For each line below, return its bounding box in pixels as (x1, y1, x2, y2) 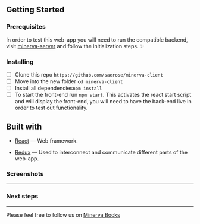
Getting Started (6, 5, 65, 15)
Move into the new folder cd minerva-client (14, 78, 123, 85)
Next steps (6, 193, 39, 201)
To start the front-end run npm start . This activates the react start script (14, 92, 192, 99)
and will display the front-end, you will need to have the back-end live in (14, 98, 192, 105)
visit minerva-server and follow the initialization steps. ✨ (6, 42, 145, 49)
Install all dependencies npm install (14, 84, 102, 92)
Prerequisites (6, 23, 46, 31)
